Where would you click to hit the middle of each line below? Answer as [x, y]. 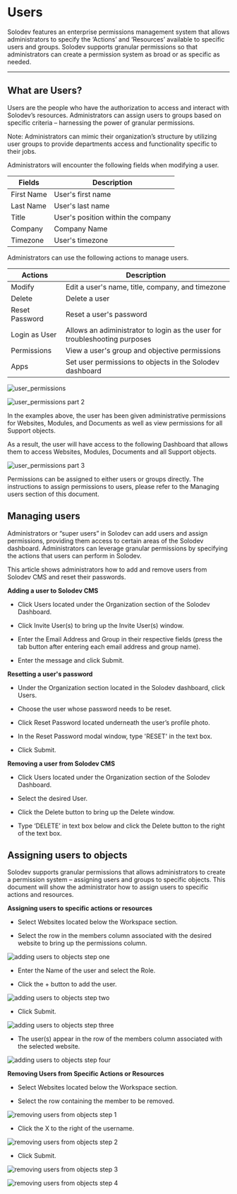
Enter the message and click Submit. [71, 660]
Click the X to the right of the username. [76, 1128]
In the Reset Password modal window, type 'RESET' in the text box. [115, 736]
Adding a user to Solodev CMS [53, 591]
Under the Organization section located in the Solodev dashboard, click [121, 687]
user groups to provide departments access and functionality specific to [112, 144]
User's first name [83, 194]
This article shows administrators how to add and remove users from [107, 569]
